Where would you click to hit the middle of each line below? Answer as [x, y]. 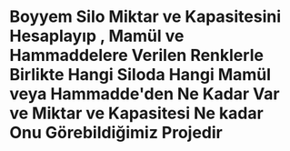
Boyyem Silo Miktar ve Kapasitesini [145, 17]
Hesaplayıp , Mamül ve [97, 36]
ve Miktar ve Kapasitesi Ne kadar [136, 113]
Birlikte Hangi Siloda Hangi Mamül [140, 75]
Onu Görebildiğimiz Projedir [116, 133]
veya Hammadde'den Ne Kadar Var [145, 94]
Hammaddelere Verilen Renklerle [136, 55]
